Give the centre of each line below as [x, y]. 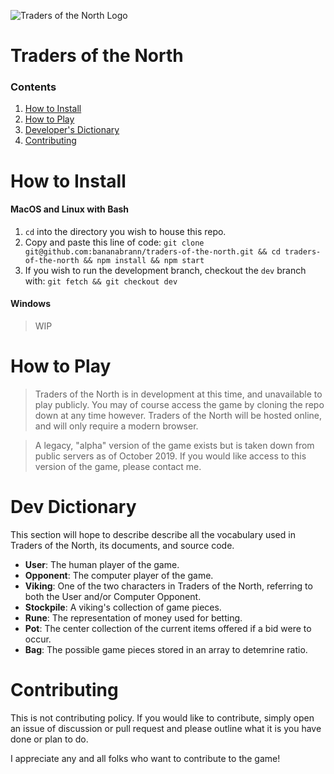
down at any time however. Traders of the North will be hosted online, [178, 416]
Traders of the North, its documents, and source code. [122, 545]
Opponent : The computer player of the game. [119, 575]
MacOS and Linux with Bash [70, 209]
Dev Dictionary [73, 507]
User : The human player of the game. [102, 564]
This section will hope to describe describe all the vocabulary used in [153, 534]
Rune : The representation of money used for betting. [133, 617]
